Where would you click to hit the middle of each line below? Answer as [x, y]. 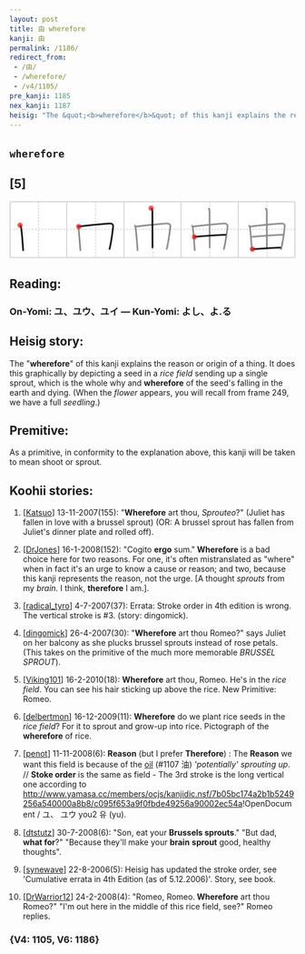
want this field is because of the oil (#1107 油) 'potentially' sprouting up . [156, 765]
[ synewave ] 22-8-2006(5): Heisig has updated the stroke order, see [149, 869]
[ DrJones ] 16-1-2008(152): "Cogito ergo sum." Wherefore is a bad [146, 549]
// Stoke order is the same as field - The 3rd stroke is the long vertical [153, 775]
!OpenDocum [267, 804]
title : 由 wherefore [48, 29]
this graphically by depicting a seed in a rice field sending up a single [138, 373]
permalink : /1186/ [44, 48]
